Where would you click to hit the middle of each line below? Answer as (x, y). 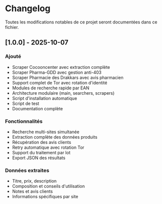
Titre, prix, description (34, 181)
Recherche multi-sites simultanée (45, 132)
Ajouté (13, 57)
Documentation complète (37, 108)
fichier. (12, 27)
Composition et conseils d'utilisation (48, 186)
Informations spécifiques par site (45, 197)
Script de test (26, 103)
